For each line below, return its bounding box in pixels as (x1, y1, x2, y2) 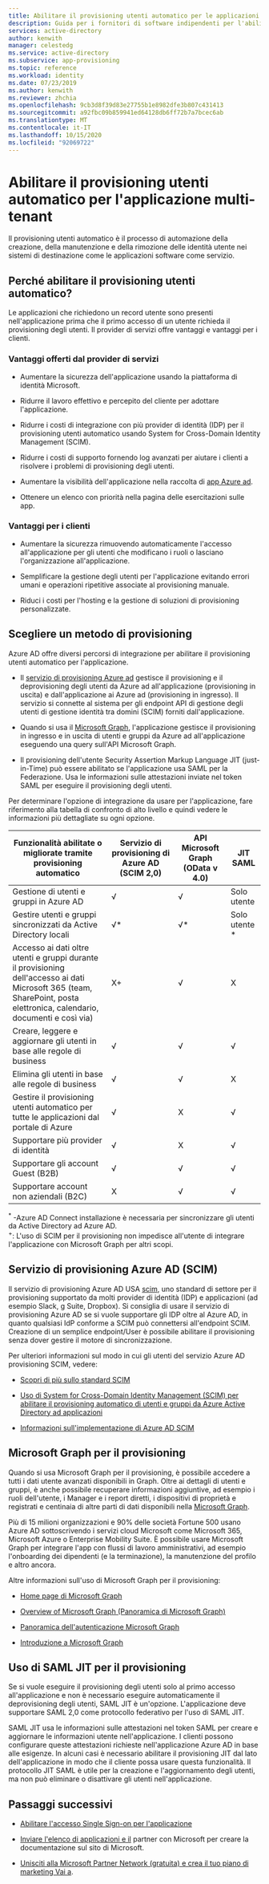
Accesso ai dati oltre (12, 942, 90, 953)
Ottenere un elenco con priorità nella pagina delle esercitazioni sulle (19, 492, 245, 501)
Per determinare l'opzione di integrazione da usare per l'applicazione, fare (8, 796, 254, 806)
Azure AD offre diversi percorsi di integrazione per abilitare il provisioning (8, 648, 251, 658)
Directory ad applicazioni (19, 1407, 102, 1417)
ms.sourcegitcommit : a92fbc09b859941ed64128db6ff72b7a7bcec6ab (8, 109, 224, 117)
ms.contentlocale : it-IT (8, 124, 91, 132)
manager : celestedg (8, 42, 74, 50)
